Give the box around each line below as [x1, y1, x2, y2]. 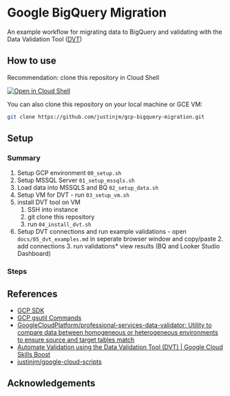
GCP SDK [17, 306, 45, 315]
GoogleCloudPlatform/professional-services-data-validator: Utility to [17, 321, 212, 329]
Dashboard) [17, 250, 52, 258]
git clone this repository [27, 212, 95, 221]
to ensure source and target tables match [17, 336, 135, 344]
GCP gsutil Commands [17, 314, 82, 322]
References [7, 288, 58, 299]
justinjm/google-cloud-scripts [17, 357, 102, 366]
